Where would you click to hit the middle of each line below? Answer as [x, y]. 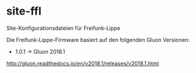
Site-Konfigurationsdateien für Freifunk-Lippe [63, 28]
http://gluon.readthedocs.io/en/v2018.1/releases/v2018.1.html [83, 63]
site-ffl [24, 11]
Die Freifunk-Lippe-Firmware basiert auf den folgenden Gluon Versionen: [98, 40]
